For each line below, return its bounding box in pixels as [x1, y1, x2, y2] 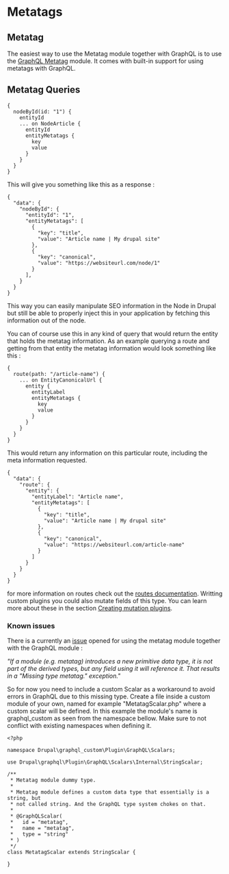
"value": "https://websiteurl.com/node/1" [37, 259, 161, 266]
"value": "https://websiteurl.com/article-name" [43, 541, 185, 548]
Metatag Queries [7, 84, 81, 96]
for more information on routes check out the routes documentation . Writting [7, 589, 223, 598]
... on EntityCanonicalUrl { [19, 377, 103, 383]
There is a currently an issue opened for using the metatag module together [7, 637, 221, 645]
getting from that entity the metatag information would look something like [7, 344, 217, 352]
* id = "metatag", [10, 819, 69, 826]
